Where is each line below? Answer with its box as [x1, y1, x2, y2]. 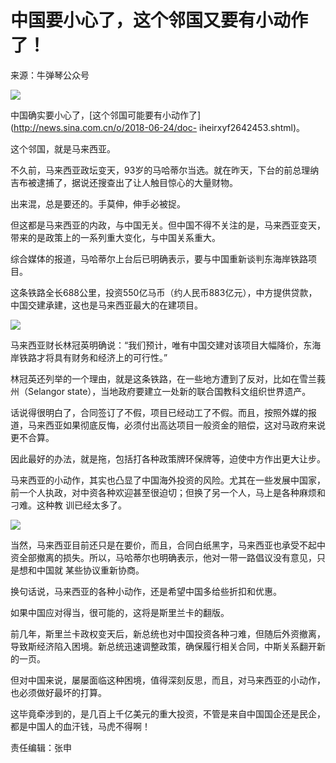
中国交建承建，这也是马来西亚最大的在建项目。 [10, 299, 203, 311]
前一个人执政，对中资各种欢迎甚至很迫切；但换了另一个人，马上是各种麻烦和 [10, 486, 326, 498]
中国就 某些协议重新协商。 [36, 564, 145, 576]
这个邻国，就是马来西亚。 [10, 142, 116, 155]
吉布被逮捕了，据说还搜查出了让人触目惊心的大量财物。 [10, 176, 238, 188]
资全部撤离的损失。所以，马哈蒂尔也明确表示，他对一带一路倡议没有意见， [10, 551, 317, 563]
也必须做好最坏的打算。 [10, 686, 107, 698]
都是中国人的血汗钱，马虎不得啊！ [10, 720, 151, 732]
